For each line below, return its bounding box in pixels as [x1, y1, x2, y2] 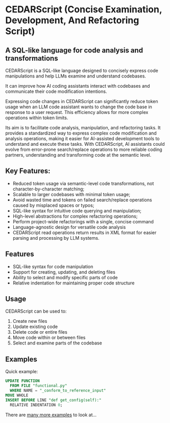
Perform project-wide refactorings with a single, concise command [12, 218, 154, 224]
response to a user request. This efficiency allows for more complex [5, 109, 149, 115]
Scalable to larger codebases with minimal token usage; [12, 191, 131, 197]
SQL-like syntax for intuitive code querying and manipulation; [12, 207, 141, 214]
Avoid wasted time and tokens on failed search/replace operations [12, 197, 152, 203]
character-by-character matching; [12, 186, 85, 192]
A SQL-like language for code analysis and [5, 46, 143, 54]
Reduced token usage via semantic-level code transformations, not [12, 180, 154, 186]
